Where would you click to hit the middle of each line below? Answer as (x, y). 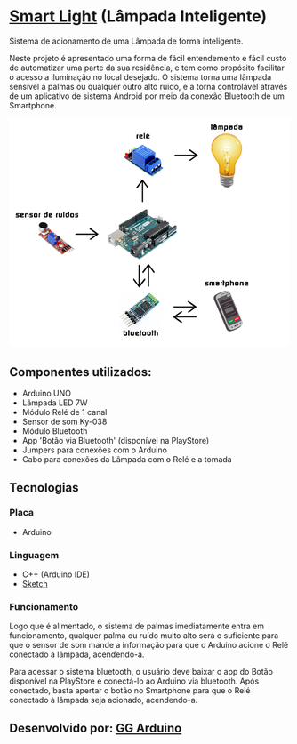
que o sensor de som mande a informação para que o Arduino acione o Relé (149, 645)
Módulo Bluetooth (55, 431)
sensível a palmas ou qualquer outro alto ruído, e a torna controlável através (148, 86)
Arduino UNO (47, 394)
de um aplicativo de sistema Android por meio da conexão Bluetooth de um (147, 96)
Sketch (35, 584)
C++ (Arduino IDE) (56, 574)
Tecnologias (44, 488)
